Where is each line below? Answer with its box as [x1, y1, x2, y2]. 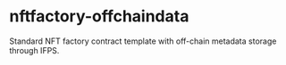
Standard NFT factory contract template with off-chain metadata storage [9, 36, 277, 46]
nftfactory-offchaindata [9, 6, 189, 27]
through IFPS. [9, 45, 60, 55]
